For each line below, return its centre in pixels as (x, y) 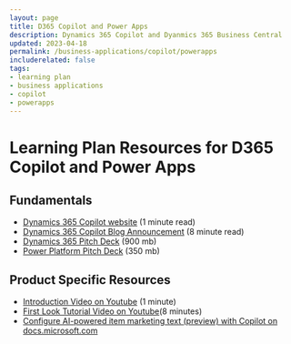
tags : (20, 69)
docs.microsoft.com (60, 331)
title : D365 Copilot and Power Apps (79, 26)
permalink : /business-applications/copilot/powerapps (114, 52)
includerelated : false (52, 60)
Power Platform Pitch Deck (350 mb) (91, 251)
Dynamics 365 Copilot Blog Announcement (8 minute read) (133, 232)
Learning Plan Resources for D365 (142, 147)
